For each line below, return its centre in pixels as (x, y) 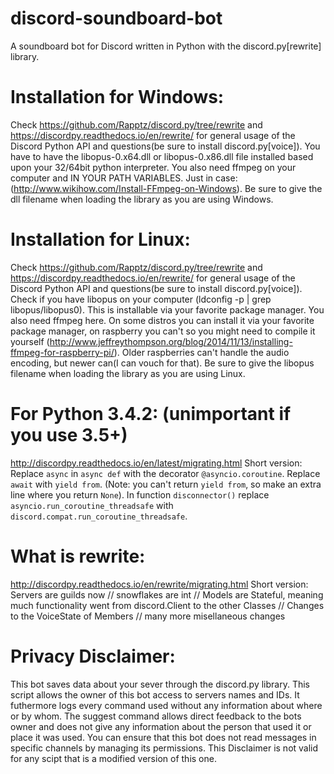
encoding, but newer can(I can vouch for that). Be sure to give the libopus (162, 363)
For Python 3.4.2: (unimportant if (151, 414)
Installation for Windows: (117, 97)
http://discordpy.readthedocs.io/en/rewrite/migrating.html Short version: (159, 584)
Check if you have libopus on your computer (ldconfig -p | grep (141, 299)
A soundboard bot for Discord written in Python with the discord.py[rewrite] (166, 46)
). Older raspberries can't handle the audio (201, 352)
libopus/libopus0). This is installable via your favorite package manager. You (167, 309)
